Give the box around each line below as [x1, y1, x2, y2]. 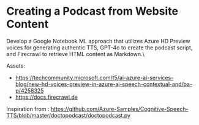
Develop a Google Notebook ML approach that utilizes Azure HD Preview [6, 37, 190, 45]
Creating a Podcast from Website [6, 4, 179, 18]
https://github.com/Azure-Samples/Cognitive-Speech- [50, 105, 189, 112]
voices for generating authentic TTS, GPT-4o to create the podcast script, [6, 44, 193, 51]
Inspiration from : [6, 105, 50, 112]
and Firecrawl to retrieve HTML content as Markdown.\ [6, 50, 145, 57]
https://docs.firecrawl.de [15, 93, 78, 101]
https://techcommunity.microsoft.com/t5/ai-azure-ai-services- [15, 74, 174, 81]
